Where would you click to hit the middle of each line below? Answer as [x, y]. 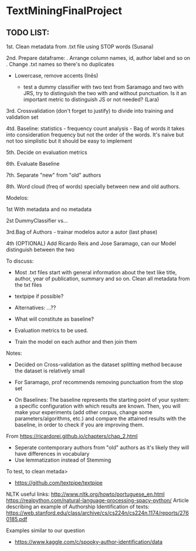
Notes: [14, 353]
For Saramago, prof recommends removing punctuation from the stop [99, 382]
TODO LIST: [28, 33]
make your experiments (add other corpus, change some [83, 412]
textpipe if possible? [39, 296]
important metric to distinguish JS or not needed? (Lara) [91, 99]
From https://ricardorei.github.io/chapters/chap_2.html [72, 436]
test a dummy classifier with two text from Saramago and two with [103, 87]
